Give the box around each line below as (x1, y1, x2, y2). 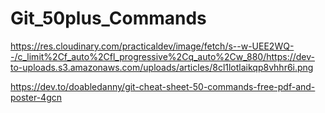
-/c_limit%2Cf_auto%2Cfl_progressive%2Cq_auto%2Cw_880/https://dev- (10, 50, 315, 62)
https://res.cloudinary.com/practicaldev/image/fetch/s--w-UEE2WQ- (10, 40, 295, 52)
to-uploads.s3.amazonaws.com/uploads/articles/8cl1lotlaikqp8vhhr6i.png (10, 61, 314, 73)
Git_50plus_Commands (10, 7, 207, 30)
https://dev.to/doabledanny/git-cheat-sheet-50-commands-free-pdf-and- (10, 80, 316, 92)
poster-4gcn (10, 91, 63, 103)
